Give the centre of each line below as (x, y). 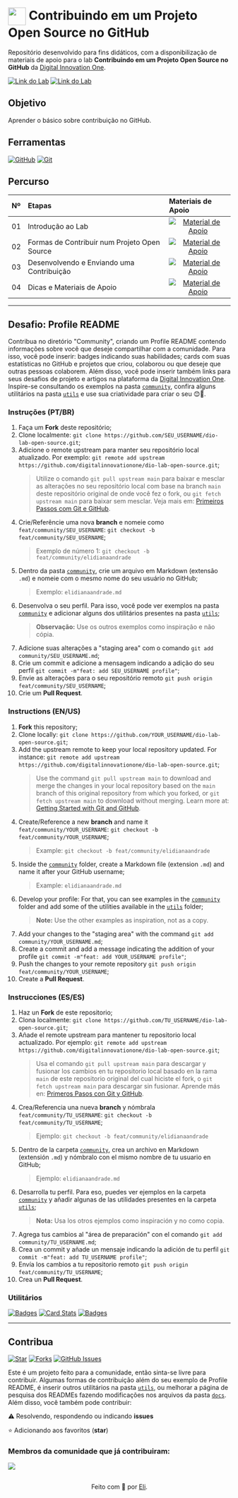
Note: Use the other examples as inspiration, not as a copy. (122, 920)
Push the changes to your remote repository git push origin (107, 964)
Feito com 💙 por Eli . (119, 1487)
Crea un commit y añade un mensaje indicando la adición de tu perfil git (124, 1250)
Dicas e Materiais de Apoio (72, 287)
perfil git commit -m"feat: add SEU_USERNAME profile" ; (99, 671)
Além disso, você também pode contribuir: (70, 1403)
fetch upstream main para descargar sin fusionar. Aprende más (128, 1086)
